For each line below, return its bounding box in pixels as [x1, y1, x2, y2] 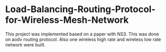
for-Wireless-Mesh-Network [5, 14, 129, 26]
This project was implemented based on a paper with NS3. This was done [5, 31, 159, 37]
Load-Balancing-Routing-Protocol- [5, 4, 156, 15]
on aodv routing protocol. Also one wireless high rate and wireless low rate [5, 36, 161, 42]
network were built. [5, 41, 46, 47]
